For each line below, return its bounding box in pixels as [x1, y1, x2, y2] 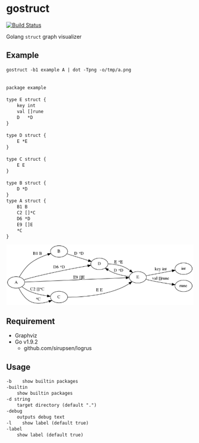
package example [6, 85, 46, 91]
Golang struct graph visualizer [6, 33, 82, 40]
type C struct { [6, 156, 46, 162]
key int [17, 102, 36, 108]
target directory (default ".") [17, 403, 97, 408]
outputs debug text [17, 414, 65, 420]
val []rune [17, 108, 44, 114]
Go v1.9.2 [14, 338, 38, 345]
